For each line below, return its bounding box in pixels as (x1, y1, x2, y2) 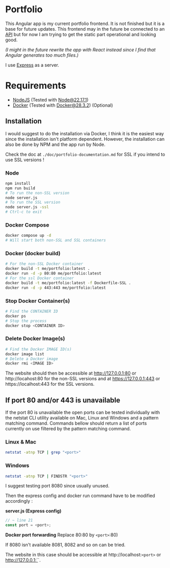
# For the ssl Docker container (5, 276, 74, 281)
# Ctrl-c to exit (5, 209, 42, 215)
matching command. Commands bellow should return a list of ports (5, 420, 147, 427)
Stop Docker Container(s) (5, 297, 70, 304)
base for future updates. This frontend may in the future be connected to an (5, 26, 165, 32)
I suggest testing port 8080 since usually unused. (5, 483, 110, 489)
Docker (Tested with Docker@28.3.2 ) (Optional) (12, 102, 113, 108)
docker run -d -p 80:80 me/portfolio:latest (5, 271, 102, 276)
